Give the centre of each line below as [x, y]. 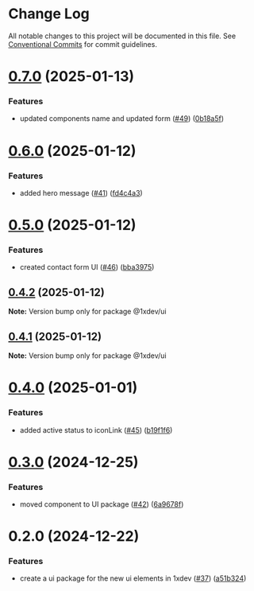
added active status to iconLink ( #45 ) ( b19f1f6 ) [96, 430]
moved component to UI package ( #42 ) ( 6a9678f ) [102, 504]
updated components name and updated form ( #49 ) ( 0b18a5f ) [122, 119]
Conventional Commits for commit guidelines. [83, 44]
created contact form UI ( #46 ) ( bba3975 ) [87, 267]
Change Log [49, 14]
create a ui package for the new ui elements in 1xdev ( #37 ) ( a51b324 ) [133, 578]
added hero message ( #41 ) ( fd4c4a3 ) [81, 192]
